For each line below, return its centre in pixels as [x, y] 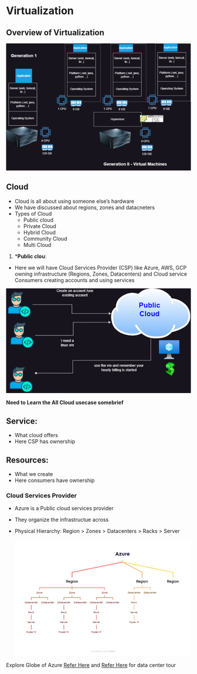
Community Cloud [45, 239]
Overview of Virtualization [55, 33]
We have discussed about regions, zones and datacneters [85, 207]
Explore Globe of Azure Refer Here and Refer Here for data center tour [91, 665]
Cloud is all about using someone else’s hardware [74, 201]
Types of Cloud [33, 213]
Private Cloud [40, 226]
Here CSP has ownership [45, 441]
